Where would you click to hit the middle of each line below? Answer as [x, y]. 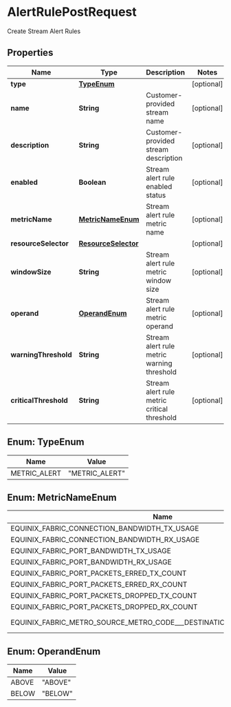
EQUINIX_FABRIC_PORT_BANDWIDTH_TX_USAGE [91, 551]
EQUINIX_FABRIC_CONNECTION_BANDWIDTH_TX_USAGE [105, 528]
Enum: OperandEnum [54, 651]
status [156, 195]
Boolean [92, 182]
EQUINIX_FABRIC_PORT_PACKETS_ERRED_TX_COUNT [99, 573]
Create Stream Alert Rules [44, 31]
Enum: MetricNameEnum [62, 497]
